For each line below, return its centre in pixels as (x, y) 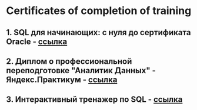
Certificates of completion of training (99, 11)
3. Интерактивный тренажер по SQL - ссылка (94, 100)
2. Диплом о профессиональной (69, 61)
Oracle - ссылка (37, 41)
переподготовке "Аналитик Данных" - (81, 71)
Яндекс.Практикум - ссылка (62, 79)
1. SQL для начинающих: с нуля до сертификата (98, 32)
